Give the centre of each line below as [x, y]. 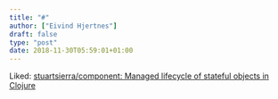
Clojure [22, 86]
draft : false [33, 34]
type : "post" [33, 42]
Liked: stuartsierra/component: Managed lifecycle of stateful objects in [139, 76]
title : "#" [29, 17]
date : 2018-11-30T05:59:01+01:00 [71, 51]
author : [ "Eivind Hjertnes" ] [63, 26]
